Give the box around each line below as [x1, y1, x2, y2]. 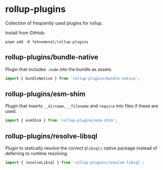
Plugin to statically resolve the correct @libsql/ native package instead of [5, 145, 157, 151]
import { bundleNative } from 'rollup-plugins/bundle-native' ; [5, 76, 140, 81]
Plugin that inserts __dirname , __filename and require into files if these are [5, 103, 158, 109]
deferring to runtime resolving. [5, 150, 69, 156]
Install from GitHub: [5, 29, 46, 35]
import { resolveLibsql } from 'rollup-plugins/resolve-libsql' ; [5, 160, 144, 165]
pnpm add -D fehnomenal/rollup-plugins [5, 39, 89, 44]
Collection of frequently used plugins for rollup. [5, 20, 103, 26]
